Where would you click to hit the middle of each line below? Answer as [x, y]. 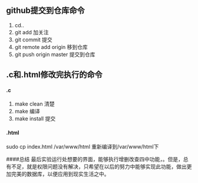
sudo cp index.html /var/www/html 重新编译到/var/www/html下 [82, 146]
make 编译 [27, 112]
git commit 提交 [34, 40]
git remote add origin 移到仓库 [51, 47]
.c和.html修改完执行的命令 [55, 75]
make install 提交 [35, 119]
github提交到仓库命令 [46, 11]
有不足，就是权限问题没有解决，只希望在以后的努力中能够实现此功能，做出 [96, 166]
